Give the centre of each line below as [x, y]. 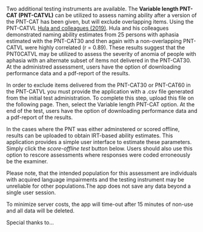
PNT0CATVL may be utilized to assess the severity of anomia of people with [101, 54]
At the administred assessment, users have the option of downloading [94, 67]
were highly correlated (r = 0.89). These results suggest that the [105, 47]
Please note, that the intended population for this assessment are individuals [101, 173]
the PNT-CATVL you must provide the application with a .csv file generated [100, 91]
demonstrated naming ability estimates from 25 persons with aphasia [93, 35]
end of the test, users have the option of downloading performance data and [102, 111]
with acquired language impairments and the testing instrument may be [95, 179]
